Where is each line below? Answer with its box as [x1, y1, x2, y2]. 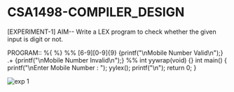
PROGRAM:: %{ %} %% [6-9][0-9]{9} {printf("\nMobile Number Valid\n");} [7, 48, 223, 57]
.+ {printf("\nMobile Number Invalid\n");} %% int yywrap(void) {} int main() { [7, 55, 228, 64]
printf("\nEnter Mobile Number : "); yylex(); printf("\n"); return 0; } [7, 63, 197, 72]
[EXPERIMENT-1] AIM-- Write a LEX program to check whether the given [7, 27, 216, 36]
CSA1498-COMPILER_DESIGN [7, 4, 185, 20]
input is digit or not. [7, 34, 64, 43]
